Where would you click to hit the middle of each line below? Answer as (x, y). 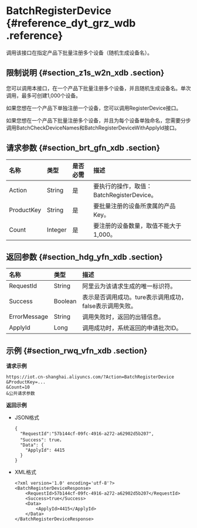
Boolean (65, 301)
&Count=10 (18, 387)
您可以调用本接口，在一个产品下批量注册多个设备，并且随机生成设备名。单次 (98, 88)
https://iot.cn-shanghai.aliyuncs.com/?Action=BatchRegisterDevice (90, 377)
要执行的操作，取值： (123, 186)
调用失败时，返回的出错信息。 (123, 317)
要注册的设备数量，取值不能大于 (137, 226)
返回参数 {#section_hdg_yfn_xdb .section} (84, 257)
